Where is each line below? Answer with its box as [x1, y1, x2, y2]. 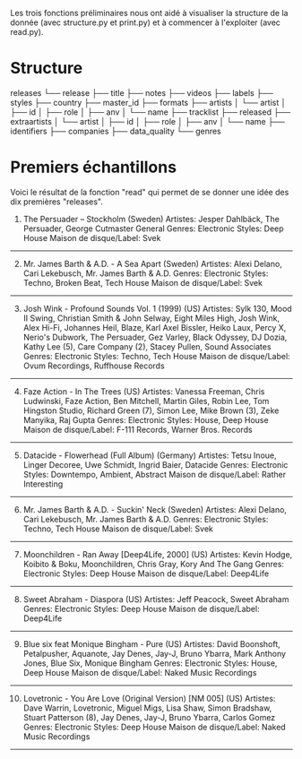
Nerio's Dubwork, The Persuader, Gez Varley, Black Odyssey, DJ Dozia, [22, 332, 288, 342]
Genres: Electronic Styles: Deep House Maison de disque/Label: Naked [22, 721, 286, 732]
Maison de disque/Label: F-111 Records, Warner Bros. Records [22, 424, 254, 435]
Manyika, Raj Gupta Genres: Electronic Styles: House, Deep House [22, 414, 269, 425]
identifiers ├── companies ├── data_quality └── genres [10, 125, 222, 136]
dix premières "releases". [10, 196, 104, 207]
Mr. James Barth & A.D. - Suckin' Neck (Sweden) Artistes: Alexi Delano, [22, 504, 288, 514]
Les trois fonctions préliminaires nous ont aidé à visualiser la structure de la [10, 8, 289, 18]
